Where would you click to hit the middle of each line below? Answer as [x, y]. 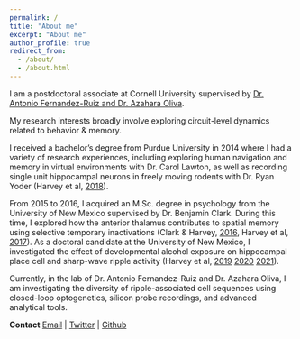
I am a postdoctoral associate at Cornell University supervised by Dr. [136, 93]
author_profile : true [50, 43]
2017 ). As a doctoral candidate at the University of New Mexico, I [130, 242]
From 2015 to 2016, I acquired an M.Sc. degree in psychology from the [140, 203]
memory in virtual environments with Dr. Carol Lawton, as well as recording [149, 167]
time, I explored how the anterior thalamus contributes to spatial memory [144, 223]
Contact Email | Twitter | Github [68, 325]
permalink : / [34, 18]
